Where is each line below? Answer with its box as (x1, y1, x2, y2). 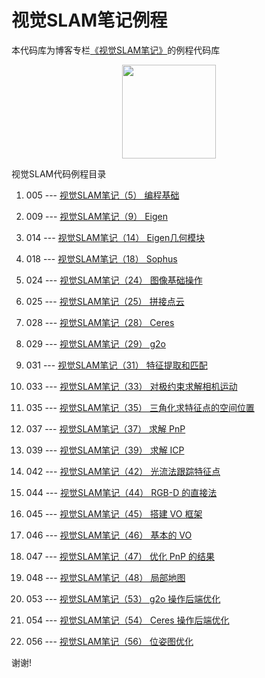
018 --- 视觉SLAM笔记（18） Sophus (25, 252, 178, 265)
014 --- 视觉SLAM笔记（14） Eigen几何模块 (25, 231, 206, 243)
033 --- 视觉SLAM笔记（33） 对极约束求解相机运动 (25, 380, 238, 392)
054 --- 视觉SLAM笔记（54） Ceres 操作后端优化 (25, 614, 230, 626)
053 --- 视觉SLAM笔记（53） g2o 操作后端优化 (25, 592, 221, 605)
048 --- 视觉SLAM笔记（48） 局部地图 (25, 571, 186, 583)
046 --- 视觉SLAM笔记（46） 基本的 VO (25, 529, 193, 541)
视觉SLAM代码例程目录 (11, 167, 107, 180)
